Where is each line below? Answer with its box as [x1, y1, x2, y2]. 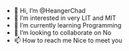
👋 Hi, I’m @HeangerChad [13, 7, 86, 14]
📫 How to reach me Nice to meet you [13, 37, 123, 44]
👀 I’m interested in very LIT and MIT [13, 14, 116, 22]
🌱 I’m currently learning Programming [13, 21, 122, 29]
